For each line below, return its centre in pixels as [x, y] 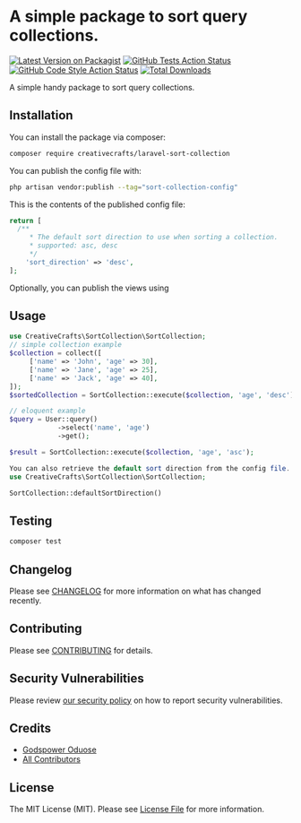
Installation [41, 115]
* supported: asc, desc [73, 246]
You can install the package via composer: [87, 137]
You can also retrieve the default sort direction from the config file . [150, 468]
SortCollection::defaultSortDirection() [86, 493]
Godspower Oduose [59, 749]
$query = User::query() [54, 420]
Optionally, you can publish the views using [89, 288]
